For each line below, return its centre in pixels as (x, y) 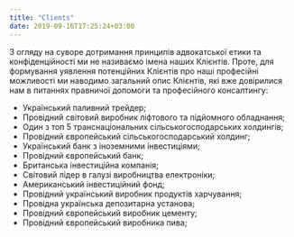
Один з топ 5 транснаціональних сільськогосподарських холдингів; (153, 126)
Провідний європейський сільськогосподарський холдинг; (136, 136)
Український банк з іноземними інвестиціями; (111, 146)
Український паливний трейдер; (84, 107)
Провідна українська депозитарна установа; (109, 203)
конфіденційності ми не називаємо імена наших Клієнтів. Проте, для (142, 61)
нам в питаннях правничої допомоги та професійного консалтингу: (139, 90)
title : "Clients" (42, 18)
